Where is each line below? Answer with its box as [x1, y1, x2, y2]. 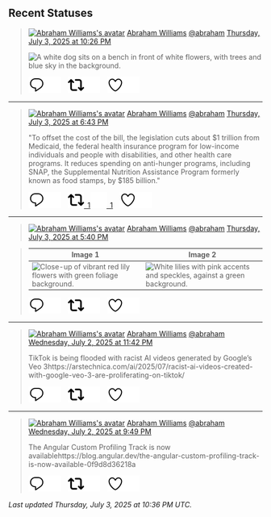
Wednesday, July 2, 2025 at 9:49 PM [27, 427, 152, 436]
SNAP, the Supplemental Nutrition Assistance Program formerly [27, 167, 240, 177]
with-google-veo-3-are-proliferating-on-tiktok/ [27, 370, 186, 380]
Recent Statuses [8, 6, 94, 20]
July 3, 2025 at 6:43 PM [27, 117, 109, 127]
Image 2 [188, 250, 217, 260]
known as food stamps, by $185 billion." [27, 175, 161, 185]
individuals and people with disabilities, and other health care [27, 149, 232, 160]
